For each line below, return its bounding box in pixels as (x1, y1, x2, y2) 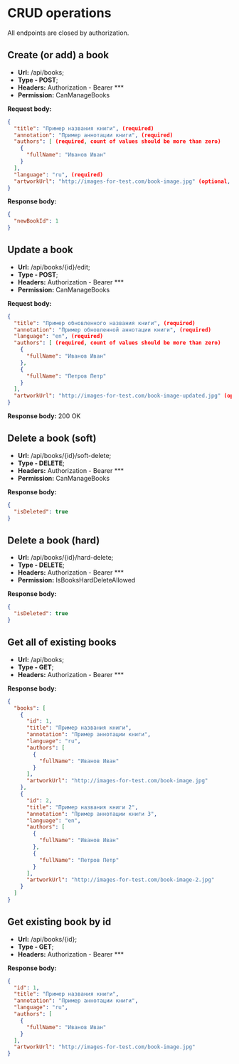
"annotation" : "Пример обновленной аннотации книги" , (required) (14, 326, 212, 334)
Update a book (7, 244, 73, 256)
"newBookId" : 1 (14, 218, 59, 225)
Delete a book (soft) (7, 432, 97, 445)
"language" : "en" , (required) (14, 333, 103, 340)
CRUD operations (7, 5, 112, 21)
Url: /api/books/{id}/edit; (17, 262, 90, 271)
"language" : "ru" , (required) (14, 171, 103, 179)
